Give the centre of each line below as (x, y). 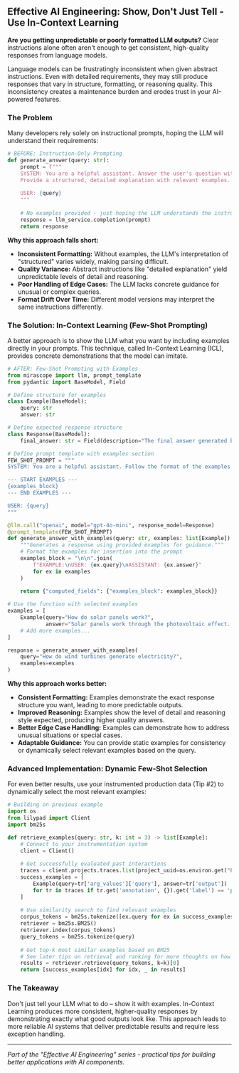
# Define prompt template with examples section (81, 454)
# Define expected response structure (65, 428)
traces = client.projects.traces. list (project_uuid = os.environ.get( (124, 871)
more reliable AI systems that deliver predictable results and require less (113, 1026)
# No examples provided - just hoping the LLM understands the (116, 213)
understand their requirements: (53, 141)
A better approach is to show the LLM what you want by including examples (118, 340)
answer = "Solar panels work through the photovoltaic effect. (138, 624)
